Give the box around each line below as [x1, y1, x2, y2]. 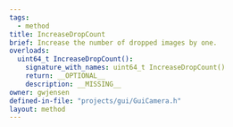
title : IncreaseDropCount [9, 30, 105, 38]
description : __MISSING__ [25, 80, 122, 89]
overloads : [9, 47, 50, 55]
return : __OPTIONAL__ [25, 72, 105, 80]
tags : [9, 13, 29, 22]
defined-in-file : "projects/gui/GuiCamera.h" [9, 96, 181, 106]
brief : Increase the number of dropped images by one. [9, 38, 218, 47]
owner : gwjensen [9, 88, 70, 97]
